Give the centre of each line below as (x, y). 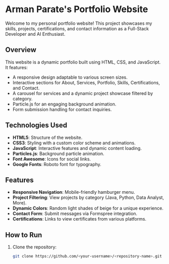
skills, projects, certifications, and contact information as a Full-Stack (77, 28)
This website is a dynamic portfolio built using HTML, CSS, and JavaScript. (83, 62)
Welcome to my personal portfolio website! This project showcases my (79, 23)
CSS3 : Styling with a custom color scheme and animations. (74, 143)
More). (19, 203)
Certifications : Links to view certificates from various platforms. (79, 219)
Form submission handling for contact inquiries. (62, 109)
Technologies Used (36, 125)
